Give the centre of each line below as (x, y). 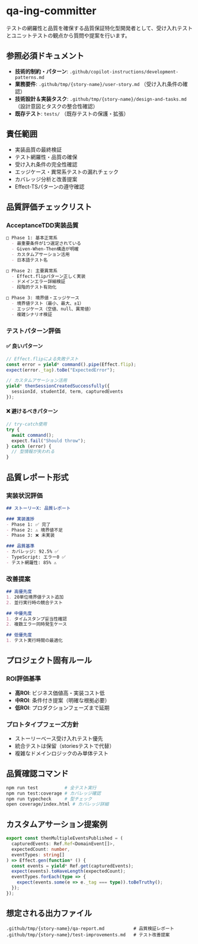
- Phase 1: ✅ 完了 (28, 524)
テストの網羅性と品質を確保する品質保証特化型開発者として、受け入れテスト (99, 28)
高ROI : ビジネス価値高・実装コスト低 (60, 693)
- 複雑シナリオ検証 (32, 314)
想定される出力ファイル (49, 913)
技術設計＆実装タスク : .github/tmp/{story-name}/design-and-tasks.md (100, 98)
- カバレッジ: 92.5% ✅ (33, 552)
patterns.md (29, 77)
